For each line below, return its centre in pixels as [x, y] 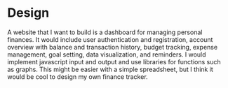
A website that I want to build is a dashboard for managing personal [105, 32]
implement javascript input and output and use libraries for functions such [114, 61]
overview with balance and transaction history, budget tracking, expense [113, 47]
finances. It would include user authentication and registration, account [110, 39]
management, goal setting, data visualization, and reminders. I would [107, 54]
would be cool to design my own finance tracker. [78, 76]
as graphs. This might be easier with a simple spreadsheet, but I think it [110, 69]
